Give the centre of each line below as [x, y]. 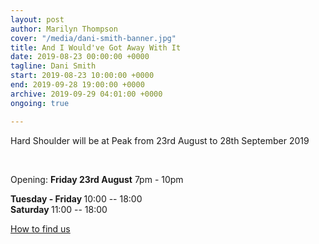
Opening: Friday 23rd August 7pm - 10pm [97, 179]
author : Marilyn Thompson [64, 29]
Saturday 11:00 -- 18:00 [59, 209]
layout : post [37, 19]
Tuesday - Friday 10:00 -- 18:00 [76, 198]
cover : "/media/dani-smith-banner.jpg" [93, 38]
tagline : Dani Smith [53, 66]
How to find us [40, 228]
